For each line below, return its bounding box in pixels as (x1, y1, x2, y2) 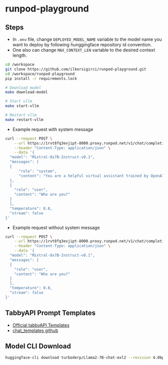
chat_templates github (12, 327, 58, 333)
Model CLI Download (5, 342, 71, 350)
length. (12, 52, 27, 58)
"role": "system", (18, 169, 57, 174)
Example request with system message (12, 126, 93, 132)
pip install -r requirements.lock (5, 76, 77, 81)
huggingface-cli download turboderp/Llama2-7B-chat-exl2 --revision (5, 355, 151, 360)
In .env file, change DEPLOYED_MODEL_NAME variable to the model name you (12, 36, 162, 42)
